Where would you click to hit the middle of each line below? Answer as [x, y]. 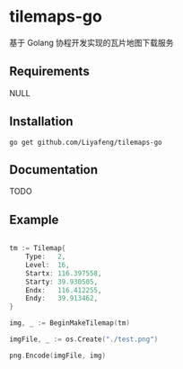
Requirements [49, 72]
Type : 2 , [46, 257]
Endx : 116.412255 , [64, 290]
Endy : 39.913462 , [62, 299]
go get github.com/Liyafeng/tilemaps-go [86, 142]
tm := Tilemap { [38, 248]
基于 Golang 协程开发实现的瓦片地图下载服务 [91, 42]
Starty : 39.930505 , [62, 282]
